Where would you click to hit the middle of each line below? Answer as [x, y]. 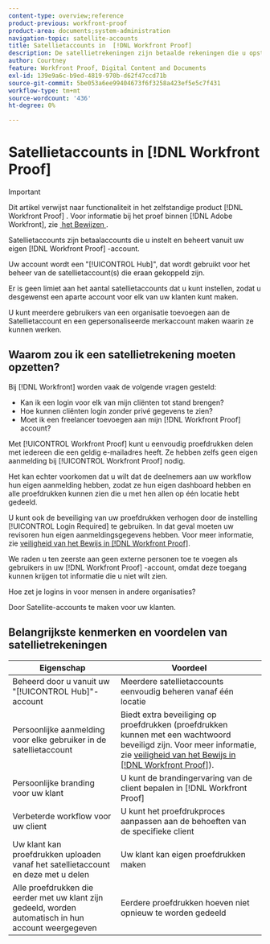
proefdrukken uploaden [57, 854]
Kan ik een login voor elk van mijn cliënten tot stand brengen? [122, 402]
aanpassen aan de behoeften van [183, 821]
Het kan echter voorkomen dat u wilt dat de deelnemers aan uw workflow [130, 476]
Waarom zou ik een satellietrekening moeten [122, 355]
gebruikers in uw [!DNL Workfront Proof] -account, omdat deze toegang [128, 567]
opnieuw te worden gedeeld [173, 913]
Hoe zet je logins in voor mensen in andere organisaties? [102, 592]
